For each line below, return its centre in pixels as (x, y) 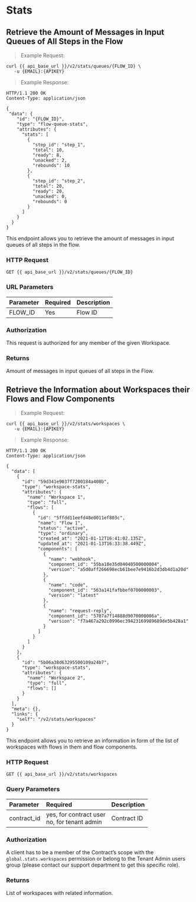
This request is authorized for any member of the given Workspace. (89, 342)
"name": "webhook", (72, 559)
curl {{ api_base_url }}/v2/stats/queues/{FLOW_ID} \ (74, 66)
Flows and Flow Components (61, 399)
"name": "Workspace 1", (56, 497)
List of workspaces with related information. (60, 893)
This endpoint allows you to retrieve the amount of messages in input (90, 238)
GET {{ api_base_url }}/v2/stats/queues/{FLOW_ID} (70, 272)
